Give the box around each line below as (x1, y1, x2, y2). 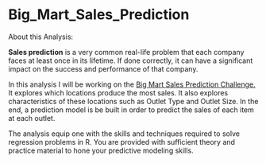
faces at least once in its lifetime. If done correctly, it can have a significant (8, 56, 253, 65)
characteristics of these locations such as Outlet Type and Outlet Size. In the (8, 96, 259, 106)
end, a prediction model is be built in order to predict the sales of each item (8, 105, 254, 114)
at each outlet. (8, 113, 56, 122)
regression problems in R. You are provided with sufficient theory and (8, 137, 236, 146)
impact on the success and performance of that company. (8, 64, 199, 73)
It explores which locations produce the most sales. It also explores (8, 87, 229, 97)
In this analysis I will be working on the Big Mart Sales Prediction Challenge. (8, 80, 256, 89)
